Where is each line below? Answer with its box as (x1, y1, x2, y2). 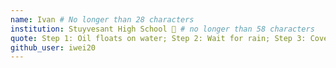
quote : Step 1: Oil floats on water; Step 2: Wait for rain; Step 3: (10, 33, 307, 43)
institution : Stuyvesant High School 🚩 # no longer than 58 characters (10, 24, 315, 34)
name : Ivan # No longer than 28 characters (10, 14, 195, 25)
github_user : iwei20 (10, 42, 97, 53)
